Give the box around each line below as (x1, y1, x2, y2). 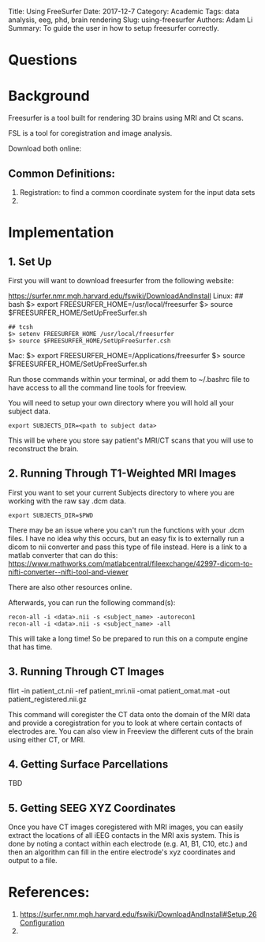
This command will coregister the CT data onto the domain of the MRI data (8, 709, 251, 719)
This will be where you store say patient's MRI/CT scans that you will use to (8, 435, 254, 445)
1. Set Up (8, 255, 52, 268)
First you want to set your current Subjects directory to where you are (8, 488, 235, 497)
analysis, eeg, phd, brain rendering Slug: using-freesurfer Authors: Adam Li (8, 15, 253, 24)
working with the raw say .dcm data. (8, 496, 126, 506)
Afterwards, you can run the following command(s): (8, 597, 176, 607)
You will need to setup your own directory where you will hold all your (8, 398, 234, 407)
